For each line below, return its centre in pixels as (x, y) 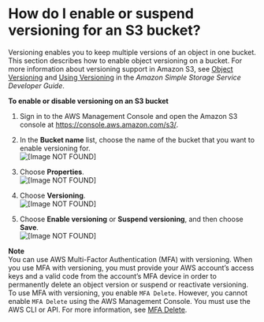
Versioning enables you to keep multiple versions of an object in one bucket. (132, 52)
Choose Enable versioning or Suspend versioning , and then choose (131, 219)
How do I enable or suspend (101, 14)
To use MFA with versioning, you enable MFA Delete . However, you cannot (128, 293)
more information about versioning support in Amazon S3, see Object (121, 68)
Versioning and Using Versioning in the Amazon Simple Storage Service (125, 77)
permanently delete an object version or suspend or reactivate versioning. (128, 284)
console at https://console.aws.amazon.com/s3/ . (99, 124)
